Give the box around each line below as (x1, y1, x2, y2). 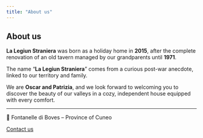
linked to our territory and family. (6, 72, 88, 79)
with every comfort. (6, 96, 56, 103)
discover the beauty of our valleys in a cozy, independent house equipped (6, 90, 192, 97)
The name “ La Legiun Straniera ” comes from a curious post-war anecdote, (6, 65, 193, 73)
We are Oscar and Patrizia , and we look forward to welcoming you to (6, 84, 179, 91)
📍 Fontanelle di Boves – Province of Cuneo (6, 114, 112, 121)
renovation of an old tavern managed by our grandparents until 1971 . (6, 54, 177, 61)
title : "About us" (6, 8, 53, 15)
